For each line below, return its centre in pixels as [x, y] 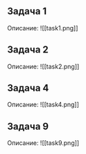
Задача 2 [28, 50]
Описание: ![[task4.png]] [43, 105]
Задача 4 [28, 88]
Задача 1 [27, 11]
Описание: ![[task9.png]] [43, 143]
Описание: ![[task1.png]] [43, 28]
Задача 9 [28, 126]
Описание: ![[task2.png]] [43, 66]
